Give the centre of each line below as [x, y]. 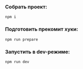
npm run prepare [21, 39]
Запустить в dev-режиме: [38, 51]
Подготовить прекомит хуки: [42, 29]
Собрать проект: [26, 7]
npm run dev [17, 62]
